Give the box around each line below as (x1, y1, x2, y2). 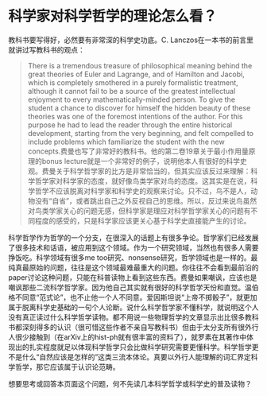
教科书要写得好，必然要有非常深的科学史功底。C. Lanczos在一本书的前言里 (8, 35, 254, 45)
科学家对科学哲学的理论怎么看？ (8, 7, 218, 25)
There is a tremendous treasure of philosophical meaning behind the (27, 60, 253, 70)
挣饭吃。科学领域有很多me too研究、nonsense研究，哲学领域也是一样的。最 (8, 252, 258, 262)
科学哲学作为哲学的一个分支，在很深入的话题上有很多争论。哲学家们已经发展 (8, 232, 259, 243)
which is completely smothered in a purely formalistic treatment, (27, 77, 238, 87)
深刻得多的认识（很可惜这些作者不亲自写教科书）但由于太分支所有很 (21, 322, 245, 332)
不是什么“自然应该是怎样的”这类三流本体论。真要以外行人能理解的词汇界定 (8, 351, 252, 362)
